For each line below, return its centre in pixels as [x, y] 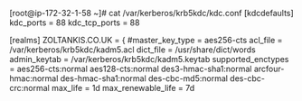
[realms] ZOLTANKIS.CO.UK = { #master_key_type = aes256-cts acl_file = [146, 40]
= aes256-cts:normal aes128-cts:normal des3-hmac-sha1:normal [131, 69]
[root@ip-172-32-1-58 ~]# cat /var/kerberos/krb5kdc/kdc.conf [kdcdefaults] [151, 13]
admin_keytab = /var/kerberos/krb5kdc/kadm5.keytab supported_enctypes [149, 59]
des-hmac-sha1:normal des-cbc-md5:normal [144, 78]
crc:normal [29, 88]
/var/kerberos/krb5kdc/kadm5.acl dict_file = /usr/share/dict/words [132, 50]
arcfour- [269, 69]
